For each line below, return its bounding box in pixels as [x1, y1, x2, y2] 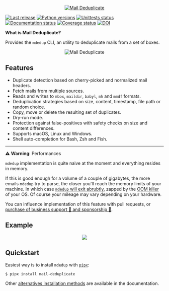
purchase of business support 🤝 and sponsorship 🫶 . [5, 206, 113, 212]
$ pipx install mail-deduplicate [5, 272, 75, 277]
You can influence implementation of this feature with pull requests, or [5, 201, 151, 207]
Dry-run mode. [12, 114, 44, 120]
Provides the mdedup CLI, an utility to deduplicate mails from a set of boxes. [5, 39, 160, 45]
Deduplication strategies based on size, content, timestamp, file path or [12, 98, 161, 104]
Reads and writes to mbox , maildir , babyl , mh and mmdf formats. [12, 93, 141, 99]
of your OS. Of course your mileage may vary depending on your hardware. [5, 191, 162, 197]
